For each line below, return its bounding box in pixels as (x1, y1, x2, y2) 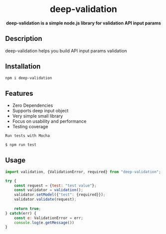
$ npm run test (5, 142, 37, 148)
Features (5, 89, 33, 98)
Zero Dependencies (12, 102, 53, 108)
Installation (5, 62, 41, 71)
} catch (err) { (5, 211, 37, 216)
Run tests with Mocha (5, 133, 50, 138)
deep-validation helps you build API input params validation (5, 47, 127, 53)
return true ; (14, 206, 41, 211)
